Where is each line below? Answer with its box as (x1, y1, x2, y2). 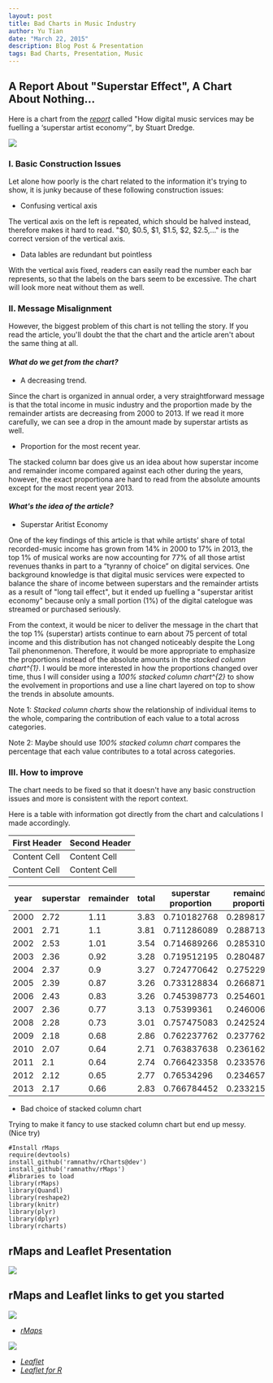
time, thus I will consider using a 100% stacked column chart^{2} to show (8, 672, 254, 681)
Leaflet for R (19, 1365, 63, 1375)
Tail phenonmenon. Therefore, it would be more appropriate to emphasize (8, 646, 256, 655)
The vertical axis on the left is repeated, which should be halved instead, (8, 217, 251, 227)
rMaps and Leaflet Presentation (8, 1244, 172, 1258)
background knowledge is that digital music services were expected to (8, 569, 245, 579)
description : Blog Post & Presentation (8, 42, 144, 50)
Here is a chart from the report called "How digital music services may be (8, 114, 254, 123)
